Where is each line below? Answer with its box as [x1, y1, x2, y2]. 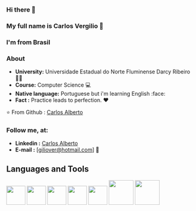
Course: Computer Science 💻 [15, 81, 91, 89]
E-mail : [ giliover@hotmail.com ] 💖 [15, 146, 100, 153]
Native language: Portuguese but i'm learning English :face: [15, 90, 166, 98]
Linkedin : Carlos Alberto [15, 139, 78, 147]
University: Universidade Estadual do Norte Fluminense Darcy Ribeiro [15, 68, 191, 75]
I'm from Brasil [6, 38, 50, 46]
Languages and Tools [6, 164, 89, 174]
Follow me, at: [6, 126, 49, 134]
